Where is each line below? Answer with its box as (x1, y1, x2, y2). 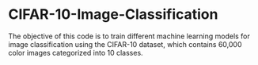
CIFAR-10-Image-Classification (8, 5, 218, 23)
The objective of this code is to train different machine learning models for (8, 31, 251, 41)
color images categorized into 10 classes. (8, 48, 144, 57)
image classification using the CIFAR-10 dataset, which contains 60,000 (8, 39, 243, 49)
